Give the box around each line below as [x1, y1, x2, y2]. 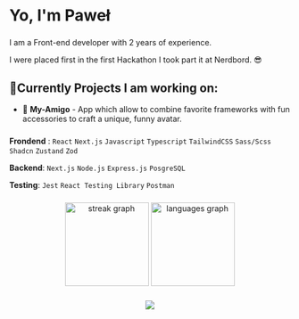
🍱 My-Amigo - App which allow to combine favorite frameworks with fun [21, 103, 290, 114]
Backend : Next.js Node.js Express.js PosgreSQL [9, 162, 186, 173]
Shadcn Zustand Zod [9, 146, 79, 156]
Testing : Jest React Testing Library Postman [9, 179, 175, 190]
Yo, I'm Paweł [9, 5, 111, 26]
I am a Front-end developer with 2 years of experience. [9, 37, 212, 48]
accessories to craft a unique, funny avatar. [21, 113, 182, 124]
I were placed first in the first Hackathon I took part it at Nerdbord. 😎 [9, 54, 262, 65]
